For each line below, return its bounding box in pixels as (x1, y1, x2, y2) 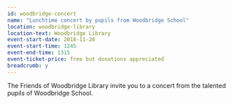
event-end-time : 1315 (7, 50, 71, 57)
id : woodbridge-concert (7, 10, 77, 17)
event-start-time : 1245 (7, 43, 77, 50)
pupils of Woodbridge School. (7, 89, 93, 97)
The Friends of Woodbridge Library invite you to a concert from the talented (7, 81, 226, 89)
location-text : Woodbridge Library (7, 29, 111, 37)
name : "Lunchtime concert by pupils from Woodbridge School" (7, 17, 190, 24)
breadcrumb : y (7, 62, 49, 69)
